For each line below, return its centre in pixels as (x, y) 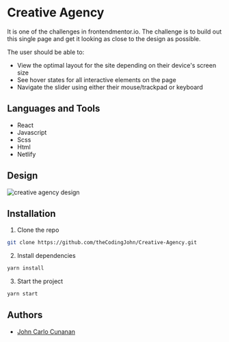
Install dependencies (46, 256)
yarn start (23, 294)
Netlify (26, 154)
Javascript (32, 132)
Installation (31, 213)
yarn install (26, 268)
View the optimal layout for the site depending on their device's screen (117, 65)
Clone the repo (38, 230)
